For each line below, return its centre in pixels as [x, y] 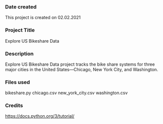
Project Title [20, 30]
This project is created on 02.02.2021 [43, 18]
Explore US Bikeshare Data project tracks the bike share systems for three [80, 64]
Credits [14, 105]
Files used [18, 82]
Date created [21, 7]
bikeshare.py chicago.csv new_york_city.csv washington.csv [67, 93]
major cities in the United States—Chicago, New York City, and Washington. [82, 69]
